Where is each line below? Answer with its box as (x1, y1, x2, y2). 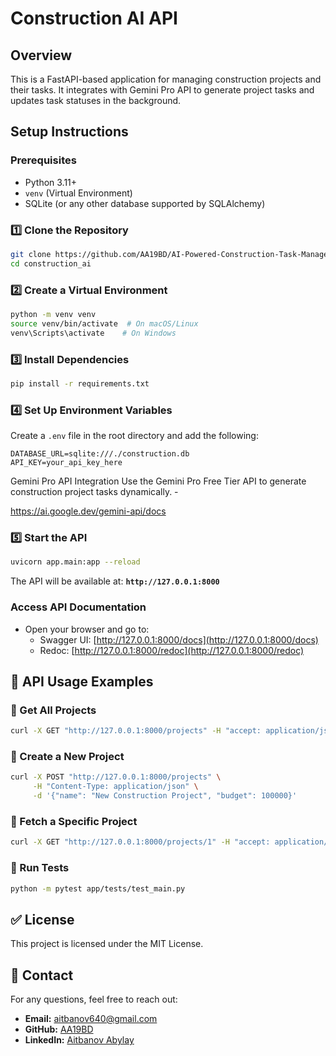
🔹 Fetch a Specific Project (10, 815, 138, 828)
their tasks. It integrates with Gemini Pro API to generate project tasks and (10, 84, 315, 96)
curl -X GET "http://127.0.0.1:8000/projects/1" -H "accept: (10, 837, 271, 847)
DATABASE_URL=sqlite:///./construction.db (10, 449, 190, 459)
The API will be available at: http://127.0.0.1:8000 (10, 575, 220, 587)
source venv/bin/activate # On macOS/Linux (10, 318, 199, 329)
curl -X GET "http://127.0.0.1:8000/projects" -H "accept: (10, 726, 262, 736)
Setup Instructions (10, 123, 129, 141)
